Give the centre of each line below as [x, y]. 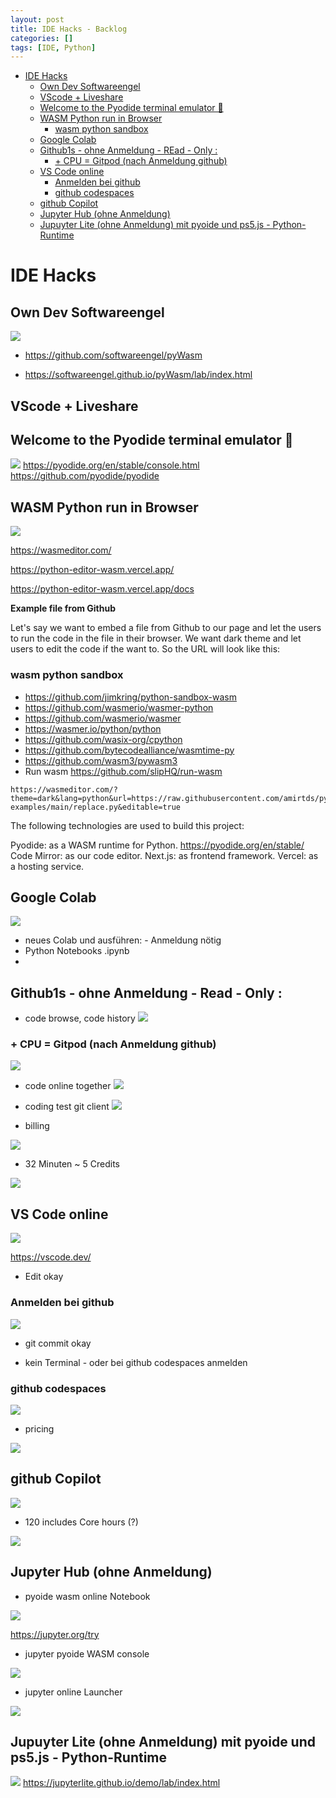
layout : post [37, 19]
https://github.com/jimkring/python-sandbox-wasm [130, 697]
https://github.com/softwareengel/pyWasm [113, 355]
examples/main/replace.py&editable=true [96, 807]
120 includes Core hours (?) [81, 1522]
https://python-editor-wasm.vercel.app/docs [102, 589]
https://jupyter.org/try [55, 1634]
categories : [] [42, 38]
